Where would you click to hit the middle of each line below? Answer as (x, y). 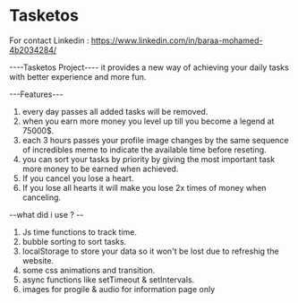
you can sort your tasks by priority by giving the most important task (149, 159)
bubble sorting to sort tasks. (74, 241)
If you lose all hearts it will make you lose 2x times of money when (144, 187)
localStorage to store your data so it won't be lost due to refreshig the (150, 251)
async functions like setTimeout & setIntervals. (108, 280)
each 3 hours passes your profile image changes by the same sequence (155, 140)
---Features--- (36, 94)
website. (38, 260)
